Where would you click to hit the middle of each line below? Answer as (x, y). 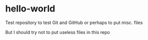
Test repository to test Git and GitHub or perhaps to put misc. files (74, 22)
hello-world (30, 9)
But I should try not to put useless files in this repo (58, 32)
